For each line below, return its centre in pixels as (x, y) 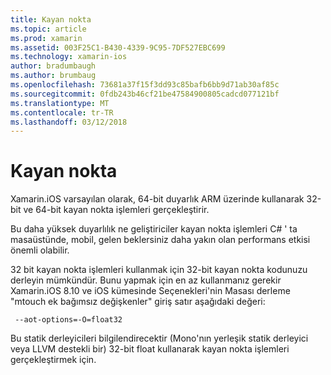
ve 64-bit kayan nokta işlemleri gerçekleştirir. (116, 210)
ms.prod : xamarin (46, 38)
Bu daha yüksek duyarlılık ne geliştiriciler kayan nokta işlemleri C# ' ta (154, 229)
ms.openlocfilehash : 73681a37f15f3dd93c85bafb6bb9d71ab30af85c (145, 85)
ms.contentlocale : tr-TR (62, 112)
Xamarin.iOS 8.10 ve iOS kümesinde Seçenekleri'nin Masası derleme (150, 291)
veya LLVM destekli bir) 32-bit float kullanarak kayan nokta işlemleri (150, 349)
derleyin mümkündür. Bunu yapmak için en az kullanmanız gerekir (146, 280)
